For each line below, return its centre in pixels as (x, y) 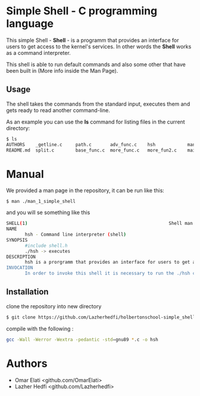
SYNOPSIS (17, 240)
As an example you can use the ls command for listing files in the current (96, 122)
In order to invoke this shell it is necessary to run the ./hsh (107, 273)
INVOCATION (20, 268)
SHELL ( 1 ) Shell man (100, 224)
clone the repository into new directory (54, 306)
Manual (25, 174)
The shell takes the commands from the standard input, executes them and (98, 104)
